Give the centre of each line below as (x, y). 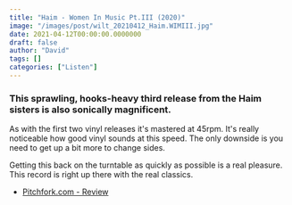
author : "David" (39, 51)
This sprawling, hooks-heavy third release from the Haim (135, 98)
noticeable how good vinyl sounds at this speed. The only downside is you (146, 138)
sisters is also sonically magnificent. (90, 110)
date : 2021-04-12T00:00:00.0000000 (75, 34)
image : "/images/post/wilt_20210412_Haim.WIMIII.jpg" (112, 26)
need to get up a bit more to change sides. (87, 148)
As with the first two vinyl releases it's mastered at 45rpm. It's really (134, 129)
